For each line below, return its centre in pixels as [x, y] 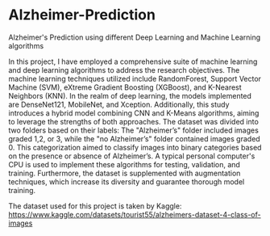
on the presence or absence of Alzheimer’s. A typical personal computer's [132, 156]
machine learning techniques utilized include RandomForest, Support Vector [135, 78]
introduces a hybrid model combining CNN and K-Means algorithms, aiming [134, 113]
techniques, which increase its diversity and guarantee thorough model [127, 181]
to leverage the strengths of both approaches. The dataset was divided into [134, 121]
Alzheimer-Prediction [82, 15]
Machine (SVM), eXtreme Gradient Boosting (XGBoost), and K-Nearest [125, 87]
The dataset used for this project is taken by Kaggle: [95, 206]
